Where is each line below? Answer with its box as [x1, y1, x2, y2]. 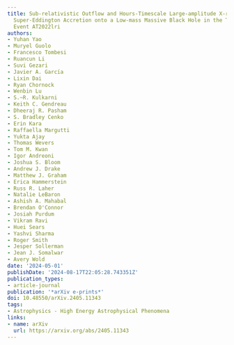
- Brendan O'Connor [7, 204, 64, 211]
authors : [7, 29, 33, 37]
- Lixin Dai [7, 74, 42, 82]
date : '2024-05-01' [7, 262, 64, 269]
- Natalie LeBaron [7, 191, 61, 198]
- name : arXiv [7, 321, 49, 328]
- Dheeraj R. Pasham [7, 107, 68, 114]
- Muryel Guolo [7, 42, 52, 49]
